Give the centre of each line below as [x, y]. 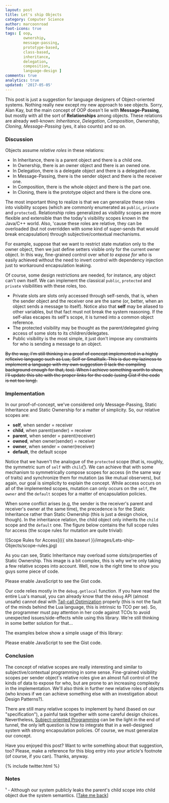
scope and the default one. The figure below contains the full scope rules [82, 525]
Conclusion [20, 656]
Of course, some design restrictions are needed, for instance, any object [80, 275]
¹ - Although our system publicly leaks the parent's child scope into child [80, 790]
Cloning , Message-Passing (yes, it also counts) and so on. [66, 126]
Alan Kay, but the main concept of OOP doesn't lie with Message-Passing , [83, 110]
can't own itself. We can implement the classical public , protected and [78, 280]
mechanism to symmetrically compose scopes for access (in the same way [83, 472]
